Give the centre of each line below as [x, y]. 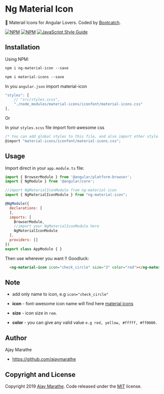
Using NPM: [17, 59]
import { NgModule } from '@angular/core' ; [50, 182]
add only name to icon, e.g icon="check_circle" [60, 294]
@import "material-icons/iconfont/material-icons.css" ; [63, 141]
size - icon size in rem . [34, 313]
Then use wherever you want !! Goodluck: [47, 258]
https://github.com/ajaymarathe [44, 359]
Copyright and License [40, 374]
